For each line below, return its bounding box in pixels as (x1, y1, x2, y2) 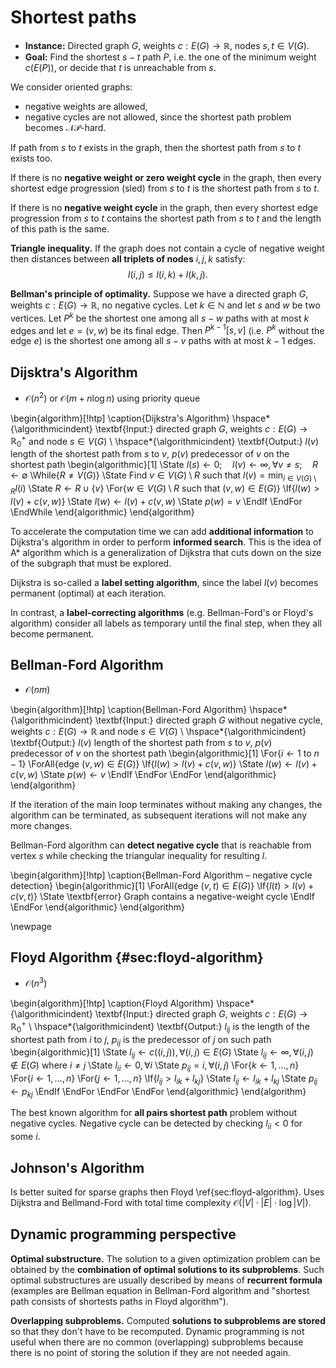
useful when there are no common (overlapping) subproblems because (10, 1336, 304, 1348)
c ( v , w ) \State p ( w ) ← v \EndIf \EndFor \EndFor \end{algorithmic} (10, 768, 277, 780)
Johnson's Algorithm (10, 1159, 145, 1176)
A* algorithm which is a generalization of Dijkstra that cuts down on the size (10, 546, 322, 558)
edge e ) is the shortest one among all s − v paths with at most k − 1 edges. (10, 335, 317, 347)
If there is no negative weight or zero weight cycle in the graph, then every (10, 171, 322, 183)
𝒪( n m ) (24, 683, 51, 695)
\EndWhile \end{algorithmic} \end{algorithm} (10, 506, 195, 518)
